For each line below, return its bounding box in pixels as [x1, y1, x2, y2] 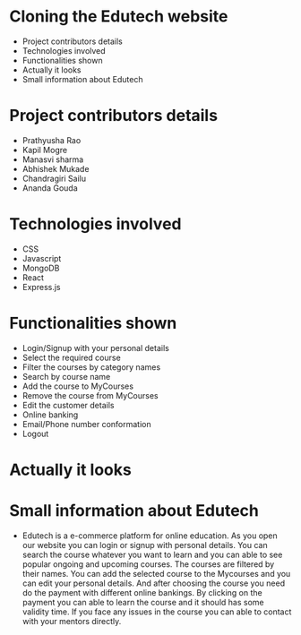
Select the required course [21, 352, 121, 363]
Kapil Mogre [21, 144, 68, 155]
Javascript [21, 253, 62, 263]
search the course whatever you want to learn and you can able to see [21, 549, 283, 560]
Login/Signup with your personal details [21, 342, 170, 353]
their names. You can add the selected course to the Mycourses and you [21, 568, 291, 579]
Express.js [21, 281, 61, 292]
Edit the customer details [21, 399, 115, 410]
